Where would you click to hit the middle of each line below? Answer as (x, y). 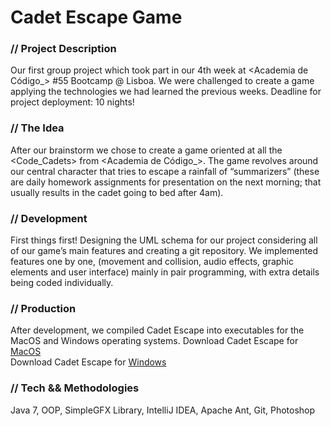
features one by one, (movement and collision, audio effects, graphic (152, 262)
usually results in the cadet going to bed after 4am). (117, 192)
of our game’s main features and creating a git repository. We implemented (164, 251)
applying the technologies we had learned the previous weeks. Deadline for (166, 92)
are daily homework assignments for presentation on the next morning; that (166, 182)
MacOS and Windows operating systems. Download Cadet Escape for (154, 341)
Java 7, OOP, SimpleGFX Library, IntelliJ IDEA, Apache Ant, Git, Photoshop (163, 410)
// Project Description (63, 49)
